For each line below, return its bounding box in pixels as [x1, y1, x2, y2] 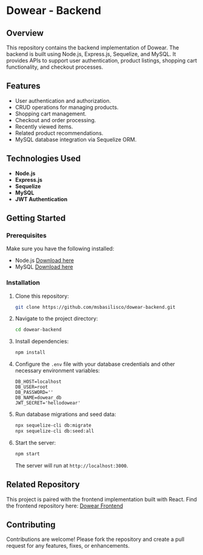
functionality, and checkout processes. [6, 63, 104, 71]
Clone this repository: [15, 292, 69, 300]
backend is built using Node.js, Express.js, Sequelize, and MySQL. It [6, 50, 176, 58]
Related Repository [6, 480, 80, 490]
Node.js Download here [15, 257, 75, 264]
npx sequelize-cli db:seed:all [15, 428, 95, 435]
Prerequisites [6, 231, 47, 240]
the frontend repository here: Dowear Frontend [6, 502, 123, 509]
